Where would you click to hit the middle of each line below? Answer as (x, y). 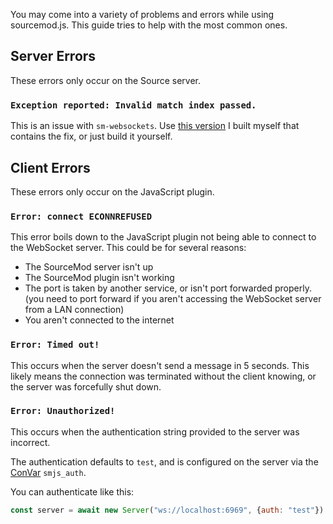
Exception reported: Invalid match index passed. (133, 105)
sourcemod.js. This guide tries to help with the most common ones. (149, 25)
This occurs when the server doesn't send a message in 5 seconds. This (160, 365)
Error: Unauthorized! (63, 411)
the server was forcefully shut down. (86, 386)
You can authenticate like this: (72, 491)
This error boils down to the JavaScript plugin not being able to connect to (163, 237)
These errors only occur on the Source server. (106, 80)
